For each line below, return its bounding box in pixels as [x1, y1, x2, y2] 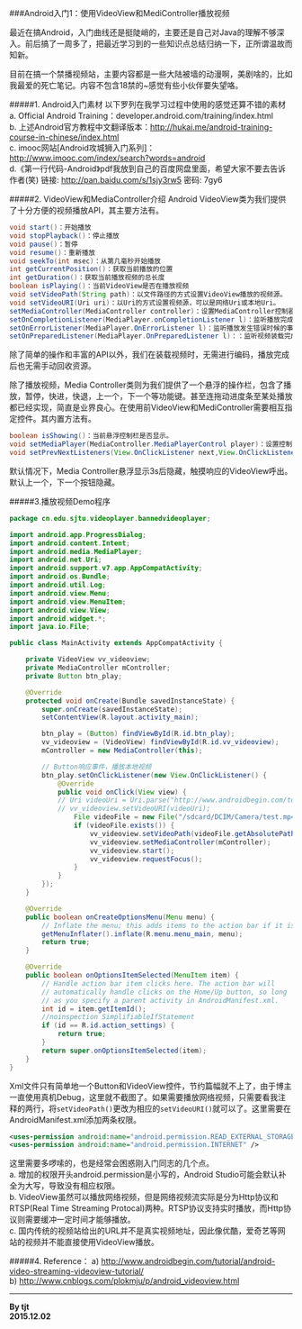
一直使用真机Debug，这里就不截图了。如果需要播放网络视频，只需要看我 [9, 1091, 279, 1102]
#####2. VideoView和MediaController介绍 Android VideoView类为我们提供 [9, 194, 287, 205]
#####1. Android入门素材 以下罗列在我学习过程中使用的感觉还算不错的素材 [9, 99, 286, 110]
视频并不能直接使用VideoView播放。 [24, 1237, 159, 1248]
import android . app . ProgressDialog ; [9, 530, 147, 539]
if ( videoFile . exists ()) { [73, 821, 175, 830]
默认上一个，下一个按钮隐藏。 [9, 477, 120, 487]
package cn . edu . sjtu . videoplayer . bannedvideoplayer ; [9, 514, 211, 523]
